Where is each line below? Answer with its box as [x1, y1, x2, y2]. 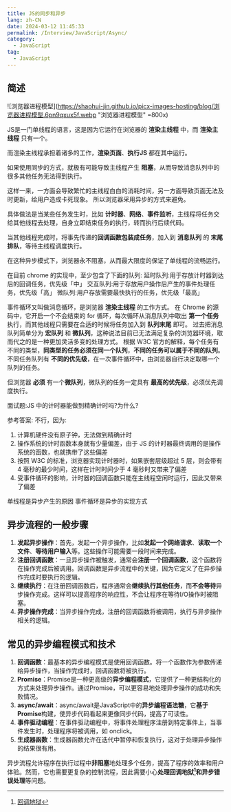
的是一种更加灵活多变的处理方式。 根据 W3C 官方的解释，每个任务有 [25, 337, 219, 346]
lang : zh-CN [7, 17, 41, 23]
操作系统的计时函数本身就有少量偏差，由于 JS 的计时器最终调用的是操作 [16, 439, 221, 447]
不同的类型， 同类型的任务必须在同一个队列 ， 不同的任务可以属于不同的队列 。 [7, 346, 224, 354]
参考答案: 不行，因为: [7, 415, 67, 424]
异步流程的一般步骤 [7, 519, 89, 531]
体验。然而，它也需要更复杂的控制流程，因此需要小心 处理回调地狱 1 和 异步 [7, 766, 214, 776]
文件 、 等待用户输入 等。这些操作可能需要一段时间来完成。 [16, 547, 180, 555]
